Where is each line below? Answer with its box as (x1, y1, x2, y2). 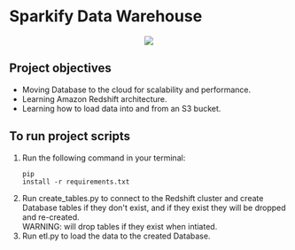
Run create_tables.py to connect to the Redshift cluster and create (21, 192, 264, 203)
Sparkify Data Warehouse (9, 6, 203, 27)
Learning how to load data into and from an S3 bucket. (21, 103, 221, 113)
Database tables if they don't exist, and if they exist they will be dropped (21, 202, 286, 213)
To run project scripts (9, 129, 131, 144)
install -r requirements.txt (21, 177, 130, 186)
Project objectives (9, 60, 113, 76)
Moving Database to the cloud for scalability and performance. (21, 84, 251, 95)
